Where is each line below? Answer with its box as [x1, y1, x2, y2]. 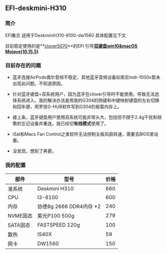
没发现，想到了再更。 [12, 147, 56, 154]
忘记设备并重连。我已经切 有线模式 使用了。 [21, 120, 109, 126]
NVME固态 [7, 212, 33, 219]
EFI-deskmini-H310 [5, 4, 67, 12]
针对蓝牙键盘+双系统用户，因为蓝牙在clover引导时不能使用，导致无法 [12, 91, 155, 97]
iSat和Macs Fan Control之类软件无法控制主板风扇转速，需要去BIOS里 [12, 131, 155, 137]
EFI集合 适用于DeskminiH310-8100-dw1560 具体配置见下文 [5, 32, 126, 38]
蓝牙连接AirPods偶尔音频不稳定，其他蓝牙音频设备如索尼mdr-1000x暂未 [12, 74, 161, 80]
